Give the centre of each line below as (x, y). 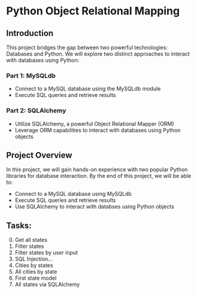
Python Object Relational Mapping (93, 11)
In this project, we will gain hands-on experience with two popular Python (97, 169)
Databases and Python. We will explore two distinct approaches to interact (98, 54)
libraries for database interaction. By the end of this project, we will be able (99, 176)
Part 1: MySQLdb (31, 75)
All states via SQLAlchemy (47, 284)
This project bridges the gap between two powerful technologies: (87, 47)
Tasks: (19, 225)
